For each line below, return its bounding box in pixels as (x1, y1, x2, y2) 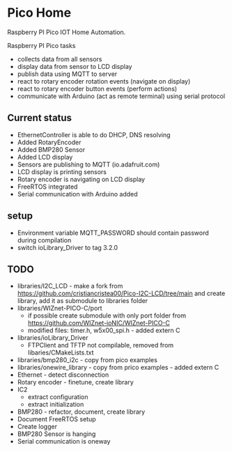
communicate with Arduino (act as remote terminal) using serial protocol (17, 92, 225, 100)
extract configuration (27, 393, 88, 401)
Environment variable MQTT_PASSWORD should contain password (17, 228, 209, 237)
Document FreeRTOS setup (17, 415, 96, 423)
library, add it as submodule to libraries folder (17, 297, 148, 305)
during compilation (17, 235, 72, 244)
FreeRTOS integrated (17, 182, 78, 191)
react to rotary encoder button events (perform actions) (17, 84, 178, 93)
